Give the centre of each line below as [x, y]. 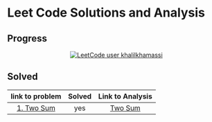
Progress [27, 38]
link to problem [36, 96]
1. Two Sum [36, 107]
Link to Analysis [125, 96]
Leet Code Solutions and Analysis [106, 13]
